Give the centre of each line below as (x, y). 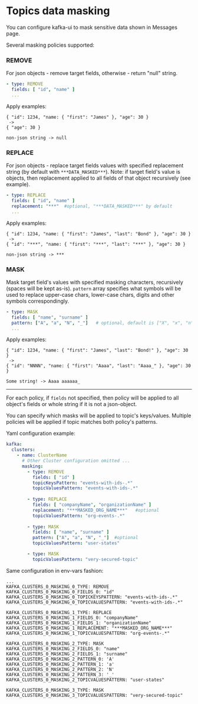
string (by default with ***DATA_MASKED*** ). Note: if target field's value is (93, 172)
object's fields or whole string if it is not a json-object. (72, 404)
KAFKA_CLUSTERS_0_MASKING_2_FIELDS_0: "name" (63, 648)
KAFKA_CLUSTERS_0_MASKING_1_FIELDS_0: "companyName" (72, 618)
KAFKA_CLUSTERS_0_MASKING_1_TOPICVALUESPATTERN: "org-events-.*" (88, 633)
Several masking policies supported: (50, 45)
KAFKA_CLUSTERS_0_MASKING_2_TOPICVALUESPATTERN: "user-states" (85, 680)
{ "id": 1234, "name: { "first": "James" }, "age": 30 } (77, 117)
